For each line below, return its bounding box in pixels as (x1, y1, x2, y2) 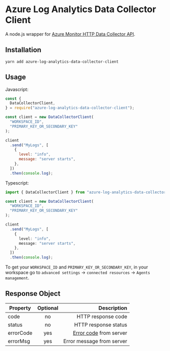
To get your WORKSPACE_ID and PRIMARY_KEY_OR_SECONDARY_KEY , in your (5, 264, 148, 270)
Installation (5, 46, 41, 54)
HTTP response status (74, 321, 127, 328)
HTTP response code (76, 313, 127, 320)
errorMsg (8, 337, 30, 344)
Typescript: (5, 180, 29, 186)
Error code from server (72, 329, 127, 336)
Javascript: (5, 86, 29, 92)
